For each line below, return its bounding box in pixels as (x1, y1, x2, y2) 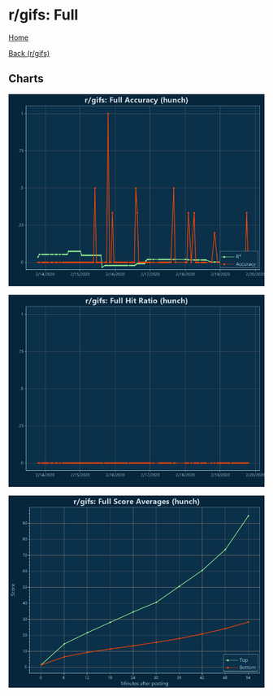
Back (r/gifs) (8, 48, 50, 58)
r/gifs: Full (8, 6, 79, 24)
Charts (8, 72, 45, 86)
